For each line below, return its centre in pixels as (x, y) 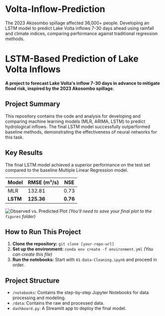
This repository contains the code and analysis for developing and (73, 116)
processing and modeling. (39, 298)
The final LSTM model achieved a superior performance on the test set (78, 164)
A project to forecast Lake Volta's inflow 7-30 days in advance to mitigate (82, 83)
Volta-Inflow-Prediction (55, 9)
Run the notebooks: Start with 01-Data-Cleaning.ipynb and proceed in (85, 260)
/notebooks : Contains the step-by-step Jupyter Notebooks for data (81, 293)
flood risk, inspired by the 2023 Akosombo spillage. (60, 88)
